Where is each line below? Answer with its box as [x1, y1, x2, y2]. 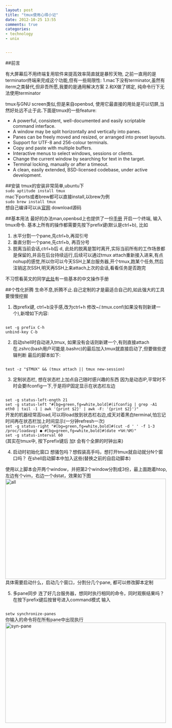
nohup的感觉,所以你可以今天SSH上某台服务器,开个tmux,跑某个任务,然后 [12, 258, 164, 264]
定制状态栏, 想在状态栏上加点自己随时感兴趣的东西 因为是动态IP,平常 [12, 376, 157, 382]
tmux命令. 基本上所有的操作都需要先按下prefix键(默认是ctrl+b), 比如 [5, 222, 148, 228]
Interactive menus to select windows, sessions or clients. [12, 150, 133, 156]
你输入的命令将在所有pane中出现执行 [5, 616, 84, 622]
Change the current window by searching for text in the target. [12, 155, 145, 162]
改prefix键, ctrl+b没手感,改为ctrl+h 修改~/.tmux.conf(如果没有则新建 [12, 304, 157, 310]
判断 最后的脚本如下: [17, 352, 61, 358]
